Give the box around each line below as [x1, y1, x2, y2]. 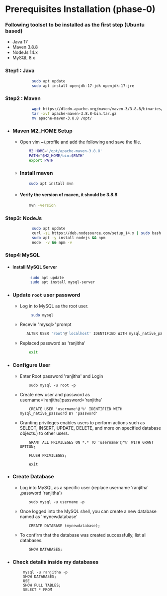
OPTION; [19, 444, 36, 449]
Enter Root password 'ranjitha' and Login [19, 373, 103, 379]
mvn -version [29, 203, 56, 208]
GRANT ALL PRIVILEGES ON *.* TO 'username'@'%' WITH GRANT [29, 440, 154, 445]
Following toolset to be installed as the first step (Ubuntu [5, 21, 145, 28]
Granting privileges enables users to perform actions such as [19, 419, 145, 425]
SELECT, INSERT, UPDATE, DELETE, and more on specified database [19, 425, 162, 431]
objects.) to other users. [19, 430, 69, 436]
